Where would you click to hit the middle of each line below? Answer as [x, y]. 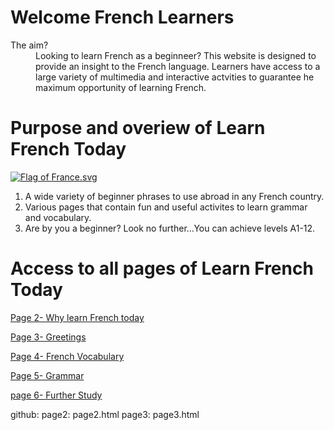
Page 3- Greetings [48, 337]
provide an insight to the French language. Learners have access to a [178, 66]
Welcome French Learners [122, 17]
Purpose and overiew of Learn [138, 128]
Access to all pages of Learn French [162, 268]
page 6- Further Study [56, 395]
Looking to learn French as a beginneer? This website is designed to [176, 55]
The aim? [29, 45]
